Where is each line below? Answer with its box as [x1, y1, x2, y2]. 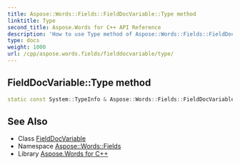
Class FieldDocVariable [17, 134, 86, 143]
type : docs [7, 37, 40, 44]
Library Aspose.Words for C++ [17, 149, 109, 158]
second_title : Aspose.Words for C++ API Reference [7, 24, 161, 31]
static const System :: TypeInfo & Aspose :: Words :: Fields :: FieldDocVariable [7, 96, 235, 103]
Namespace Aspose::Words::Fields [17, 142, 121, 151]
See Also [7, 115, 48, 127]
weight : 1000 [7, 44, 46, 51]
